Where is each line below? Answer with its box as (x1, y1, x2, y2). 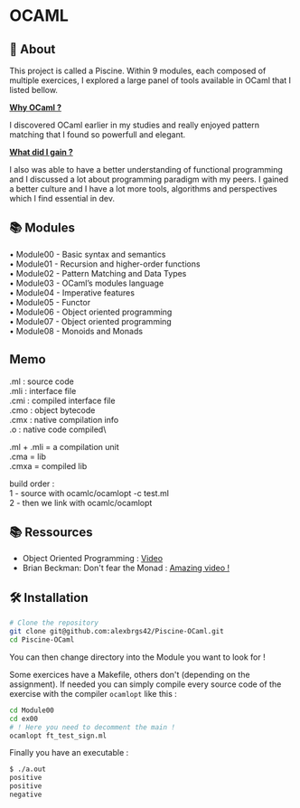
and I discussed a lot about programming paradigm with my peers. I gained (9, 174, 289, 184)
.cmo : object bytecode (9, 404, 96, 416)
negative (9, 790, 42, 799)
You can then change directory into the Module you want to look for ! (9, 652, 266, 662)
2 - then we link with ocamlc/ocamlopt (9, 497, 153, 508)
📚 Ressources (9, 525, 93, 540)
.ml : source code (9, 376, 74, 387)
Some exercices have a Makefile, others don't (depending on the (9, 669, 250, 680)
